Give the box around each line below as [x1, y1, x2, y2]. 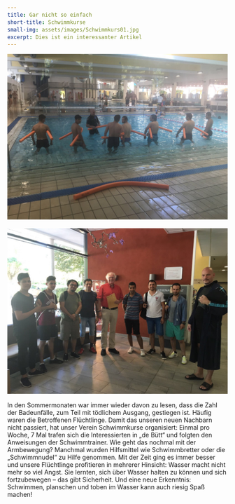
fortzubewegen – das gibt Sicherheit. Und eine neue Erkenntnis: [7, 475, 192, 484]
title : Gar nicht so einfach [7, 11, 92, 18]
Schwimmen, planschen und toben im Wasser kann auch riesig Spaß [7, 483, 205, 491]
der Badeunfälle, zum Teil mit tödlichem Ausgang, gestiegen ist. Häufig [7, 409, 212, 417]
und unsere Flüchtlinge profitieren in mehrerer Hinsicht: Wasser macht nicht [7, 461, 226, 469]
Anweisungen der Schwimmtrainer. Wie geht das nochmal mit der [7, 438, 197, 447]
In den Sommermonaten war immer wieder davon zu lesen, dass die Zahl [7, 401, 218, 409]
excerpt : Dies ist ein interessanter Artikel [7, 34, 142, 41]
